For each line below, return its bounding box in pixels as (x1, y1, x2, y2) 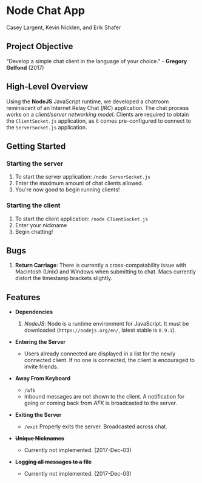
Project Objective (6, 41, 73, 52)
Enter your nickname (15, 221, 67, 228)
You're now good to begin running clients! (15, 186, 120, 193)
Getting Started (6, 141, 66, 151)
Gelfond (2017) (6, 64, 44, 71)
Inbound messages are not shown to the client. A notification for (24, 393, 185, 400)
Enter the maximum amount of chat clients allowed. (15, 180, 144, 187)
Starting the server (6, 159, 64, 168)
